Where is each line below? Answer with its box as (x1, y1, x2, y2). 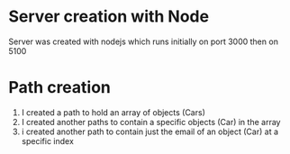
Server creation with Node (8, 6, 209, 27)
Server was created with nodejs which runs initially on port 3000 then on (8, 36, 278, 47)
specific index (21, 135, 74, 146)
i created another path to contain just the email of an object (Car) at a (21, 126, 279, 137)
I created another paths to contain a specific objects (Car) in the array (21, 116, 281, 127)
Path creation (8, 77, 112, 98)
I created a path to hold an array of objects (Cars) (21, 106, 206, 118)
